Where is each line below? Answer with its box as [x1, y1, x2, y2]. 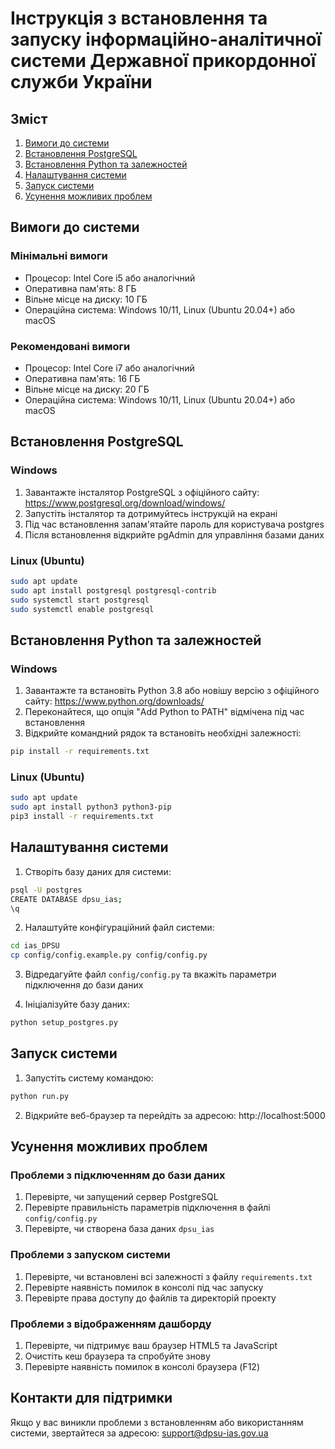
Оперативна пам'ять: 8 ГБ [24, 282, 137, 294]
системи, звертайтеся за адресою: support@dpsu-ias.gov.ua [10, 1427, 269, 1439]
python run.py [10, 1091, 70, 1101]
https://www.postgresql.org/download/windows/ [24, 497, 226, 509]
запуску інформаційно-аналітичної [10, 28, 322, 51]
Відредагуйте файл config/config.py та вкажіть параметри [24, 968, 277, 981]
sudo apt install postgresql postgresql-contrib [10, 585, 217, 596]
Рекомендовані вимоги [10, 339, 131, 353]
